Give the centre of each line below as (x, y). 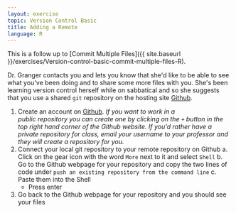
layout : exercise (33, 14)
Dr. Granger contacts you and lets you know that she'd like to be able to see (118, 75)
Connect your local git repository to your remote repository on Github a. (123, 149)
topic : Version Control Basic (52, 21)
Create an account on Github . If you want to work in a (96, 111)
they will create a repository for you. (71, 142)
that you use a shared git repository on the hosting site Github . (100, 98)
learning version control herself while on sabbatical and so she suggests (113, 90)
